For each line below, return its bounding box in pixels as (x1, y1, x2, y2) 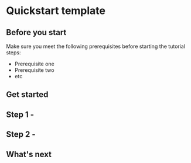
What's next (6, 149, 52, 159)
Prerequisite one (14, 60, 54, 67)
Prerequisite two (14, 67, 54, 74)
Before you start (6, 27, 67, 37)
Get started (6, 89, 49, 100)
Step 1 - (6, 109, 34, 119)
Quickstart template (6, 4, 106, 18)
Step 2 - (6, 130, 36, 140)
